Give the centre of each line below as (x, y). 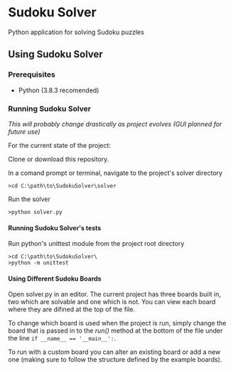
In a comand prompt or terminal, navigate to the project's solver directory (115, 173)
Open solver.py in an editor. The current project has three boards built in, (115, 294)
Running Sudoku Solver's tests (55, 227)
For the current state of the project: (60, 145)
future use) (25, 131)
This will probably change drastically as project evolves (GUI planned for (115, 124)
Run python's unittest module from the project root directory (96, 244)
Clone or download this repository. (59, 159)
